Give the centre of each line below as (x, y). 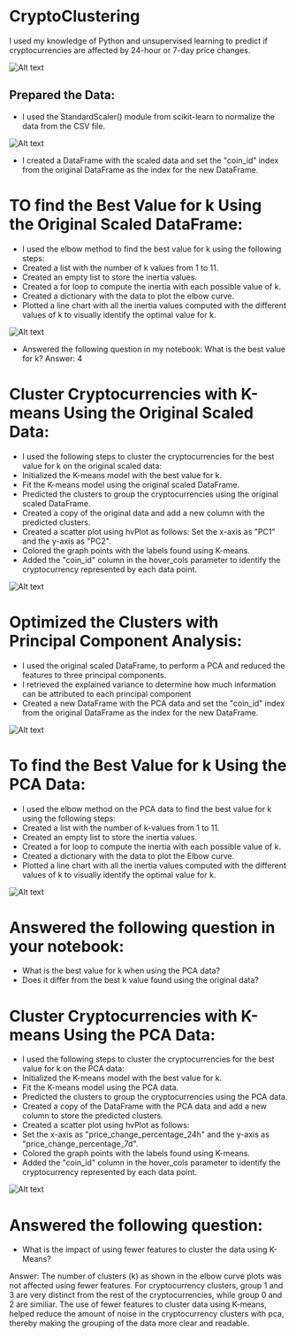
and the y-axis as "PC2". (67, 541)
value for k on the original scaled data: (91, 466)
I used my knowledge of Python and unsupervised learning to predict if (138, 41)
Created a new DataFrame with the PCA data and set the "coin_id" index (153, 703)
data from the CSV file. (64, 126)
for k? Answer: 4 (52, 358)
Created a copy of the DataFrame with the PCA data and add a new (144, 1106)
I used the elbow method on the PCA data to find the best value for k (147, 808)
